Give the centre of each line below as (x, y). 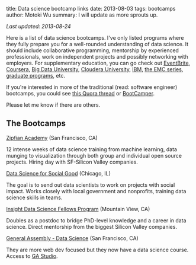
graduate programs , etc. (36, 76)
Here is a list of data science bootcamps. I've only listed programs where (95, 38)
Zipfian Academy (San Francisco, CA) (52, 138)
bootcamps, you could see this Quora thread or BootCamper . (81, 93)
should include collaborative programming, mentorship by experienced (93, 50)
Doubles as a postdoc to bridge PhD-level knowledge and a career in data (96, 220)
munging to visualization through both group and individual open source (94, 155)
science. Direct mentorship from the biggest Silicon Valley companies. (92, 226)
